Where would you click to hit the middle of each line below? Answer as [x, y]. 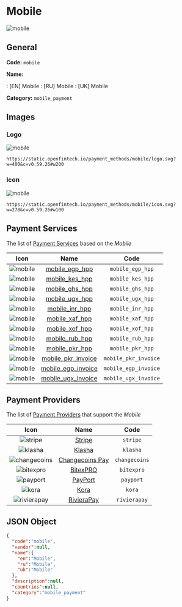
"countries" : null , [35, 587]
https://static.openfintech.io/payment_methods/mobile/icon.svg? [91, 204]
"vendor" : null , [31, 547]
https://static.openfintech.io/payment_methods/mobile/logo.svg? [91, 159]
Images [21, 117]
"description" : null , [38, 581]
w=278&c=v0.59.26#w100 [35, 209]
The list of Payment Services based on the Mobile [69, 243]
